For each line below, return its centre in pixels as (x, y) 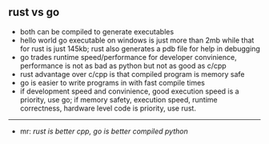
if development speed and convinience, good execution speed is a (129, 91)
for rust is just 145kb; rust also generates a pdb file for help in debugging (140, 48)
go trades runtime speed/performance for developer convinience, (128, 57)
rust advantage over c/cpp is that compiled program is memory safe (132, 74)
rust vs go (34, 12)
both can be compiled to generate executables (97, 31)
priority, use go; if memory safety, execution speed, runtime (118, 99)
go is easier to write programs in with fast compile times (112, 82)
